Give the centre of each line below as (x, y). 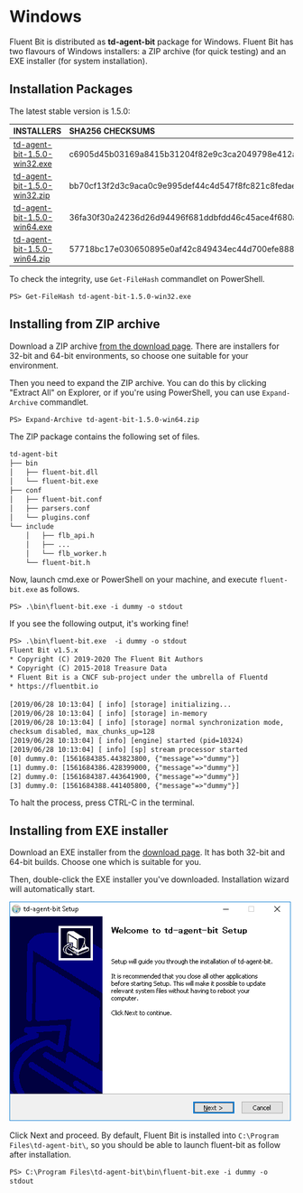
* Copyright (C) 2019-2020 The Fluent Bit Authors (106, 659)
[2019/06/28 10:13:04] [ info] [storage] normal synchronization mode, (147, 722)
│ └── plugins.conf (50, 517)
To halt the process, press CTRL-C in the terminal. (102, 803)
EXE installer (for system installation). (78, 61)
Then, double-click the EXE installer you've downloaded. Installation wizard (149, 879)
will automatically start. (52, 889)
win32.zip (32, 195)
